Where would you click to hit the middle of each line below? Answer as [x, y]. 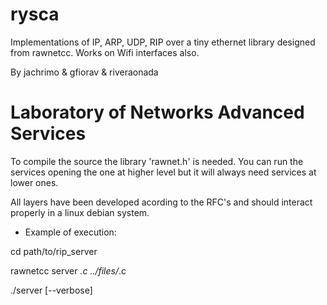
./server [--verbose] [51, 290]
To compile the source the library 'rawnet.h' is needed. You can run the [157, 161]
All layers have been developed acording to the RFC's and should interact [161, 202]
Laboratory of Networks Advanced [157, 112]
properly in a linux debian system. [80, 212]
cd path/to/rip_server [54, 251]
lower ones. [34, 182]
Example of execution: [70, 232]
